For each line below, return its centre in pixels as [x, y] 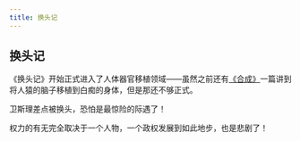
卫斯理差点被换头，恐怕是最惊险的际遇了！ [88, 109]
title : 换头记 [34, 17]
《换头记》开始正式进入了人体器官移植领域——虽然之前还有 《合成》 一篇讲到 [150, 79]
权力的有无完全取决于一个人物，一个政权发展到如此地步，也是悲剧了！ [139, 128]
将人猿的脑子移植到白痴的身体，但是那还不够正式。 [103, 90]
